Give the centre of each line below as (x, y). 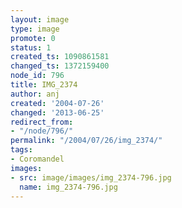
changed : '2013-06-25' (57, 112)
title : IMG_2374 (44, 85)
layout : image (40, 19)
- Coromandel (37, 159)
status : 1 (31, 47)
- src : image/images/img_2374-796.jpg (91, 177)
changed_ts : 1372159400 (60, 66)
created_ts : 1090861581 (60, 57)
